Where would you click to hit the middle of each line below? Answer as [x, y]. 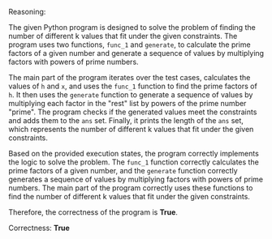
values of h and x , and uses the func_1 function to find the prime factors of [133, 86]
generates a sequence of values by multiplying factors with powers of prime [136, 179]
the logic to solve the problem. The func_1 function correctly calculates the [134, 162]
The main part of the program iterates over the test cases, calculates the [130, 77]
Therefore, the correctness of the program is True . [93, 212]
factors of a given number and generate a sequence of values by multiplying [136, 53]
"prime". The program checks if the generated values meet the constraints [133, 112]
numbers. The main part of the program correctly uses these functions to [131, 188]
